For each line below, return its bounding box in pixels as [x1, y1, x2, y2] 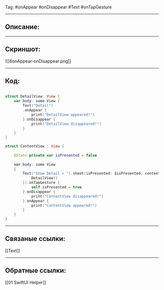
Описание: [5, 23, 40, 31]
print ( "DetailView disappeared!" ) [31, 121, 102, 126]
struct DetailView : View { [5, 94, 60, 99]
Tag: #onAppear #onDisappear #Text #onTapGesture [5, 4, 112, 10]
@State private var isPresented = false [14, 153, 97, 158]
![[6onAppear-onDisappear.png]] [5, 58, 72, 64]
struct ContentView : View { [5, 144, 64, 149]
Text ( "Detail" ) [22, 103, 54, 108]
